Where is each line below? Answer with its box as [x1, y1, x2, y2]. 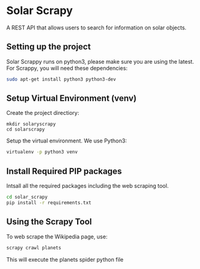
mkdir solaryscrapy [6, 121, 56, 127]
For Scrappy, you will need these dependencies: [6, 64, 128, 72]
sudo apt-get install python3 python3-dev [6, 76, 116, 83]
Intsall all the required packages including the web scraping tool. [6, 182, 169, 190]
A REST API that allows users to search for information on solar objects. [6, 24, 187, 31]
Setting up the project [6, 42, 91, 52]
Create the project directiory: [6, 109, 80, 117]
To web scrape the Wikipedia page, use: [6, 233, 108, 240]
